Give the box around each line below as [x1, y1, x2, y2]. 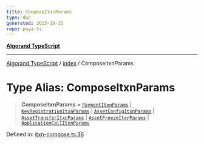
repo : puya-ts [6, 25, 42, 32]
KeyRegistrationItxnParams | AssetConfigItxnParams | [21, 107, 155, 115]
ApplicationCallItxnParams [21, 120, 90, 126]
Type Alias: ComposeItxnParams [6, 81, 175, 94]
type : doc [6, 15, 32, 21]
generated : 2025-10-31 [6, 20, 64, 26]
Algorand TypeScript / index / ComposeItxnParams [6, 60, 134, 67]
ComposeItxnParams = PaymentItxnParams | [21, 101, 132, 108]
